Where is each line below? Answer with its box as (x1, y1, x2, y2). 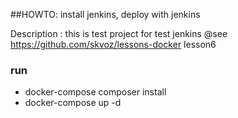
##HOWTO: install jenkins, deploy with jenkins (10, 9, 201, 20)
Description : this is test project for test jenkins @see (10, 28, 228, 39)
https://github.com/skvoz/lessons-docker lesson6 (10, 39, 217, 50)
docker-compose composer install (24, 86, 167, 98)
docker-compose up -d (24, 97, 122, 109)
